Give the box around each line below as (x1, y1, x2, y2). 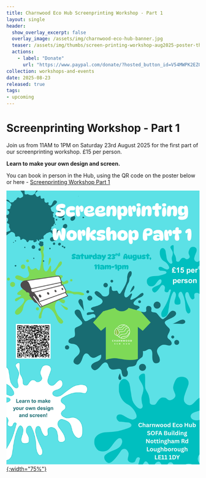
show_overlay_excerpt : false (12, 29, 86, 36)
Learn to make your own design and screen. (6, 160, 121, 167)
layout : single (6, 16, 45, 23)
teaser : (12, 42, 32, 48)
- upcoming (6, 94, 34, 101)
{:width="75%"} (6, 465, 47, 472)
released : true (6, 81, 45, 87)
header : (6, 23, 26, 29)
